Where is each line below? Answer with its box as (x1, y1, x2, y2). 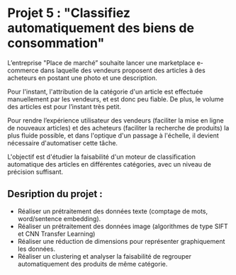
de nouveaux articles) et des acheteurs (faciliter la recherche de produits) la (7, 123, 230, 132)
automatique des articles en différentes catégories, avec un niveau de (7, 159, 211, 168)
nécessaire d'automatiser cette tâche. (7, 138, 118, 147)
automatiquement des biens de (7, 20, 195, 36)
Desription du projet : (7, 188, 103, 200)
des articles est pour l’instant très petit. (7, 102, 122, 111)
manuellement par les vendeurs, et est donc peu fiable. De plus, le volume (7, 94, 225, 103)
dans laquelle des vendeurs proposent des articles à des (40, 66, 206, 74)
